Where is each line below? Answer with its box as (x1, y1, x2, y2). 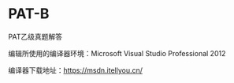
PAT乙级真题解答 (8, 32, 63, 41)
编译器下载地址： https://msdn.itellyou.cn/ (8, 65, 143, 75)
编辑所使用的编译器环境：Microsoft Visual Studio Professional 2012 (8, 48, 226, 58)
